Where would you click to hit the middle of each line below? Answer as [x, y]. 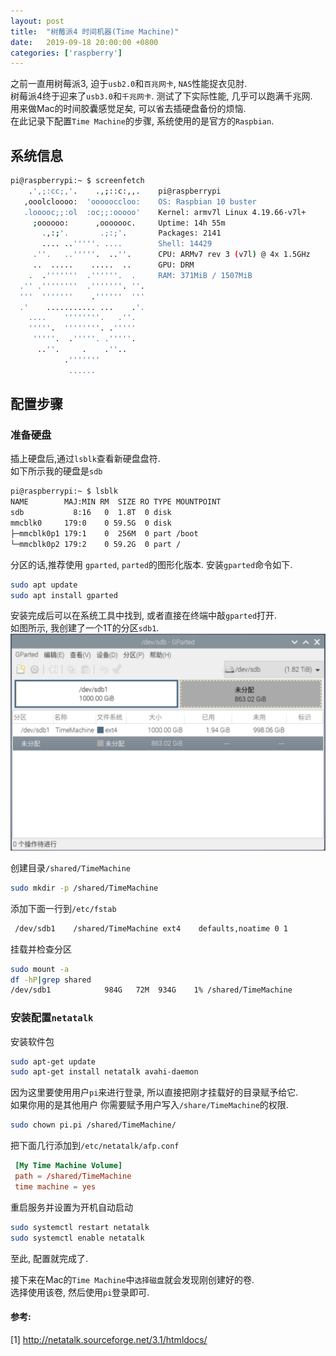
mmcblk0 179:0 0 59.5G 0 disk [91, 523]
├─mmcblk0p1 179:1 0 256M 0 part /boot [104, 533]
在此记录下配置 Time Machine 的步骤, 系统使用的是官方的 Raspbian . [142, 121]
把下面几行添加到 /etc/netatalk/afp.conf [95, 1146]
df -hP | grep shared [51, 980]
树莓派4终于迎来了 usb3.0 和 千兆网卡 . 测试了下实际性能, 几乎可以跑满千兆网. [161, 96]
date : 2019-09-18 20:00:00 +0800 [84, 42]
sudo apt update [44, 585]
